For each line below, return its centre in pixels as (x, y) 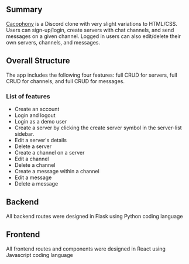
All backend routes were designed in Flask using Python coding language (94, 216)
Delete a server (33, 146)
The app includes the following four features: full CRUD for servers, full (92, 75)
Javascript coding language (39, 255)
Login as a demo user (41, 121)
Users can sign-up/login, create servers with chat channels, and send (90, 30)
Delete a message (36, 183)
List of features (28, 96)
